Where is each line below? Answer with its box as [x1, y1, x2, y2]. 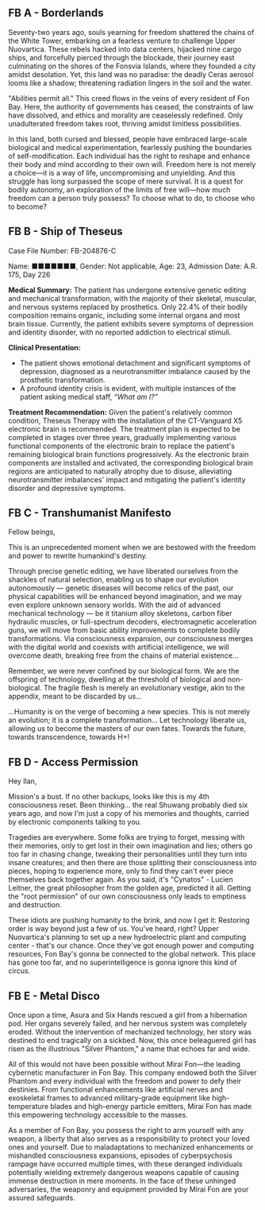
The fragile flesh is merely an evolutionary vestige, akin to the [43, 683, 245, 693]
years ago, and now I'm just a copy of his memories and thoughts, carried [8, 809, 250, 818]
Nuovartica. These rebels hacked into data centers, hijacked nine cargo [8, 44, 242, 54]
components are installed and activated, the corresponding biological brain [8, 458, 254, 467]
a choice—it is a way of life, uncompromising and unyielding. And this [8, 168, 236, 177]
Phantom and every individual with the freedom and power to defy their [8, 1077, 242, 1086]
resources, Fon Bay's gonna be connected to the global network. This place [8, 949, 256, 959]
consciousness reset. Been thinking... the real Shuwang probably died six [8, 800, 248, 810]
